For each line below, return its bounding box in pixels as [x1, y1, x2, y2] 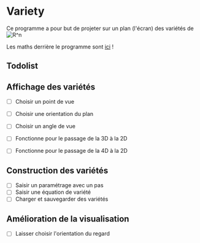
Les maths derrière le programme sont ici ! [6, 43, 114, 50]
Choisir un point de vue [15, 98, 75, 106]
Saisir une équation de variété [15, 188, 91, 196]
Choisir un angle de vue [15, 123, 75, 130]
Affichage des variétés [6, 82, 96, 92]
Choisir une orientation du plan [15, 110, 94, 118]
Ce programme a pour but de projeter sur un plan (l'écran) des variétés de [6, 25, 194, 32]
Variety [6, 4, 45, 18]
